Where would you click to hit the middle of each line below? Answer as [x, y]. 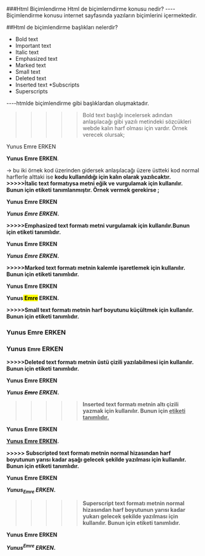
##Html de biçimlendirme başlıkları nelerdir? [62, 27]
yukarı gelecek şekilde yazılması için [130, 516]
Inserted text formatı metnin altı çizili [131, 404]
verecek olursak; [104, 135]
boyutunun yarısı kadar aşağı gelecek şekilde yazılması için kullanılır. [96, 460]
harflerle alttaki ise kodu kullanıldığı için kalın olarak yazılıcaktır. [89, 177]
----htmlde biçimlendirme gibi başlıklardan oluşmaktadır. [78, 103]
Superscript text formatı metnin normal [133, 503]
